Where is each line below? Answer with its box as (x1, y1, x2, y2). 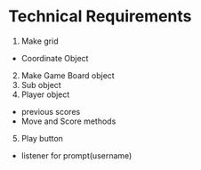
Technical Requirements (8, 6, 192, 27)
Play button (20, 133, 64, 143)
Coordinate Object (20, 53, 89, 63)
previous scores (20, 106, 81, 117)
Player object (20, 89, 70, 100)
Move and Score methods (20, 116, 117, 126)
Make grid (20, 36, 59, 46)
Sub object (20, 79, 61, 90)
